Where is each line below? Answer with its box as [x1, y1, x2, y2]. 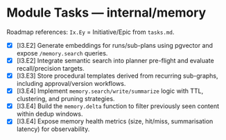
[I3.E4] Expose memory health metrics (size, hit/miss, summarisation [16, 117, 214, 125]
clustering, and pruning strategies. [16, 95, 115, 103]
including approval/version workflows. [16, 80, 126, 88]
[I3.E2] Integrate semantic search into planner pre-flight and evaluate [16, 57, 214, 64]
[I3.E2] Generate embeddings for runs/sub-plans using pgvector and [16, 41, 213, 49]
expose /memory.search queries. [16, 49, 108, 57]
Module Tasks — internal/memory [6, 5, 207, 21]
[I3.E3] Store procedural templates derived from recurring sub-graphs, [16, 71, 219, 80]
